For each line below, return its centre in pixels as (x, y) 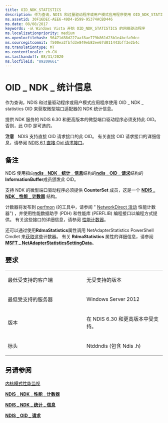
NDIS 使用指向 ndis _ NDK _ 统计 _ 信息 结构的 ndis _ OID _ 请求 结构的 (74, 173)
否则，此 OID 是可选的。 (30, 126)
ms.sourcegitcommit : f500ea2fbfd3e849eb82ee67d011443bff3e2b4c (72, 43)
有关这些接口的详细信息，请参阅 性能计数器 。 (61, 220)
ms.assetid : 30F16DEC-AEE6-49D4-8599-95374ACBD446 (59, 19)
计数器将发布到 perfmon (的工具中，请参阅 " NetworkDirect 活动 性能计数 (80, 207)
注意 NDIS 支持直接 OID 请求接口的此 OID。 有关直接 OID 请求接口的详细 (81, 137)
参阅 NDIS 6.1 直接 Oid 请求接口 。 (52, 143)
